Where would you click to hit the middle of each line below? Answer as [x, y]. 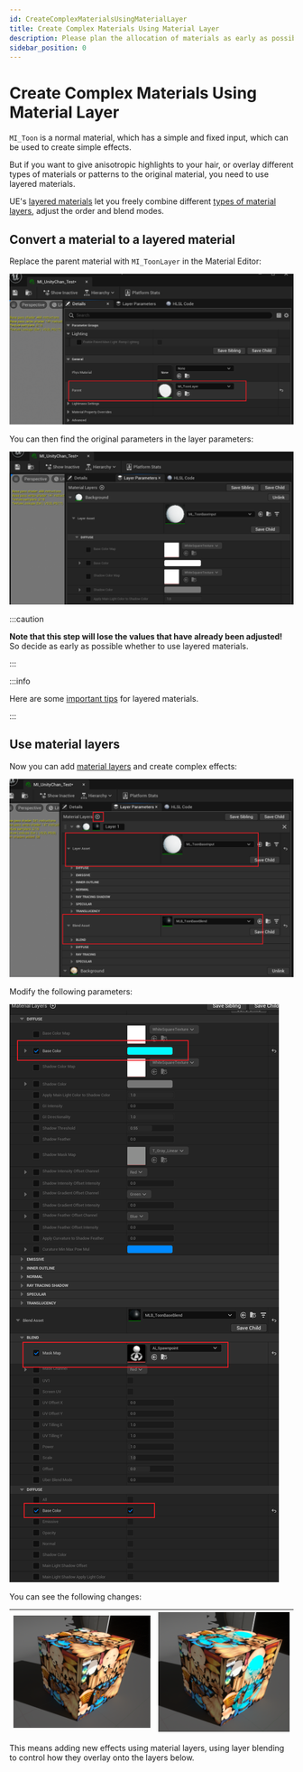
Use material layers [64, 745]
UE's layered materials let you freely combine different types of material [143, 201]
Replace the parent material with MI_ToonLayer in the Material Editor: [135, 261]
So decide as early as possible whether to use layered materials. [129, 646]
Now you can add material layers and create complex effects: [123, 766]
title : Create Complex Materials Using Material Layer [115, 28]
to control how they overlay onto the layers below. [102, 1758]
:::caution [27, 619]
